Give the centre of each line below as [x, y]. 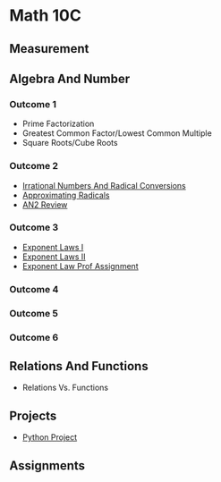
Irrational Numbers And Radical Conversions [104, 185]
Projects [33, 415]
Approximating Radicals [66, 195]
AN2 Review [45, 204]
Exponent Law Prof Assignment [80, 266]
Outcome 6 [34, 337]
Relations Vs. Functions [65, 388]
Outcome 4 [34, 289]
